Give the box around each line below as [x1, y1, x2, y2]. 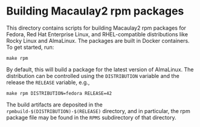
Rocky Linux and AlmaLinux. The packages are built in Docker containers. [6, 37, 190, 44]
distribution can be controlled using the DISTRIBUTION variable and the [6, 72, 179, 79]
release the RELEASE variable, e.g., [6, 79, 90, 86]
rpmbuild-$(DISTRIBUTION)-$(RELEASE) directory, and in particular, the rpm [6, 107, 190, 114]
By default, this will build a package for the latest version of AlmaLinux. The [6, 65, 194, 73]
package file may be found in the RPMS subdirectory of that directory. [6, 114, 176, 121]
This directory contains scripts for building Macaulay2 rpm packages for [6, 24, 186, 31]
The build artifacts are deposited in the [6, 101, 103, 108]
